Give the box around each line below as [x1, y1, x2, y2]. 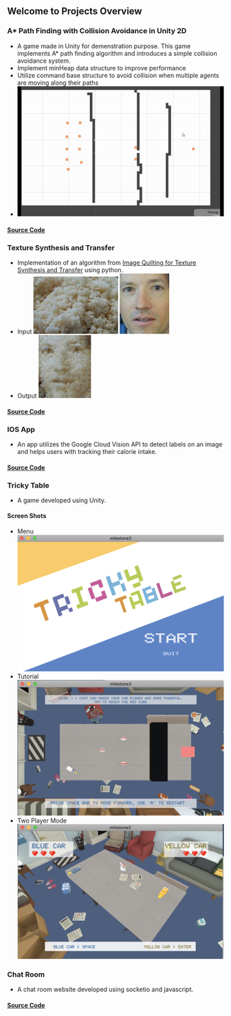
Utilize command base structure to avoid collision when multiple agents [16, 71, 219, 79]
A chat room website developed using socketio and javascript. [16, 985, 194, 994]
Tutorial [16, 672, 39, 681]
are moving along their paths [16, 79, 99, 87]
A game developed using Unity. [16, 496, 107, 504]
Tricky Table [7, 480, 49, 490]
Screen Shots [7, 512, 47, 520]
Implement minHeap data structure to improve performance [16, 63, 186, 72]
